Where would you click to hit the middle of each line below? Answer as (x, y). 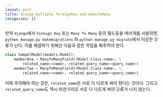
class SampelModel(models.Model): (40, 55)
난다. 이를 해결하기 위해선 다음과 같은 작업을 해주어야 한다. (70, 46)
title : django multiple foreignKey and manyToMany (58, 14)
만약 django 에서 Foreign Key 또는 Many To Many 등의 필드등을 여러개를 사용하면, (82, 33)
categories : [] (21, 19)
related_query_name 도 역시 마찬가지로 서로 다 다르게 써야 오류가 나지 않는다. (78, 89)
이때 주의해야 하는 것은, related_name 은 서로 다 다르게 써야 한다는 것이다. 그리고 (81, 83)
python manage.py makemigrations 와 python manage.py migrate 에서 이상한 (79, 39)
